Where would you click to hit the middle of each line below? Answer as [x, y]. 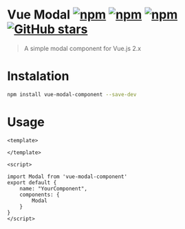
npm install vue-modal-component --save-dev [72, 94]
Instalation [38, 76]
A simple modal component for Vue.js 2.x [83, 48]
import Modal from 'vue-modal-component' [67, 176]
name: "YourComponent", [54, 188]
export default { [32, 182]
